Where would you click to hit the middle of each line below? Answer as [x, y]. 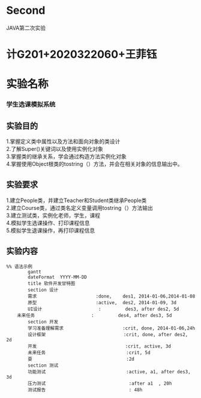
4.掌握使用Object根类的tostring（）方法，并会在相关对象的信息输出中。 [94, 164]
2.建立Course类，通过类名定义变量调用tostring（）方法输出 [79, 207]
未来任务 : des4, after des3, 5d [94, 315]
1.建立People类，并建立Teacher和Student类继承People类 [76, 200]
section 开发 [43, 322]
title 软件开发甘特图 [52, 283]
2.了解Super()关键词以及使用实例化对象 [55, 149]
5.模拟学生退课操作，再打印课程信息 [50, 230]
